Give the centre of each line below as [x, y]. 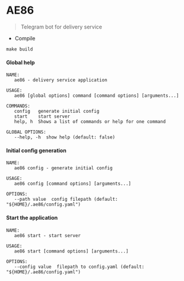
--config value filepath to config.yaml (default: [79, 267]
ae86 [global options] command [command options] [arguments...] [96, 96]
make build [20, 49]
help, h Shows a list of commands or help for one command [90, 122]
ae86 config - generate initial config [63, 168]
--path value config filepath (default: [66, 200]
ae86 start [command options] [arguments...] [71, 251]
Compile [25, 38]
